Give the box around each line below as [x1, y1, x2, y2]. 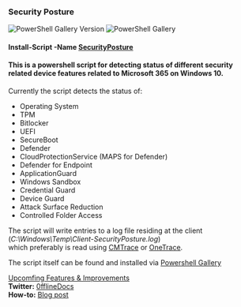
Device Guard [19, 194, 65, 204]
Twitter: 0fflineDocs [8, 282, 74, 291]
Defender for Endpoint [19, 160, 93, 170]
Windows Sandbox [19, 177, 81, 187]
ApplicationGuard [19, 169, 77, 178]
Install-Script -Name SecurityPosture [8, 42, 134, 51]
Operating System [19, 102, 79, 111]
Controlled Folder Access [19, 211, 103, 220]
